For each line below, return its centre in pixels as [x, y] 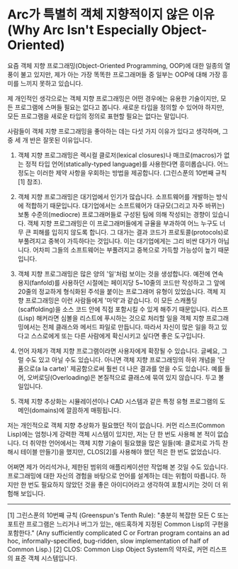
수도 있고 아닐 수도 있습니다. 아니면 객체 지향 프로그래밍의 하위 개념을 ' [122, 359]
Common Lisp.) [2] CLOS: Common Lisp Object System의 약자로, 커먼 [108, 549]
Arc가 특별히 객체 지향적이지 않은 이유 [111, 15]
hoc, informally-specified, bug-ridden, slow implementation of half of [108, 541]
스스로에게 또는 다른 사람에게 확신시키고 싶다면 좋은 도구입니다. [118, 336]
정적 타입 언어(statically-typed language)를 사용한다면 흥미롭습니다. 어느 [127, 164]
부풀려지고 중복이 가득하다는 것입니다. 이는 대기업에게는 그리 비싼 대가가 [117, 241]
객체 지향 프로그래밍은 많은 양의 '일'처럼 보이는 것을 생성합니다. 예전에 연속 [120, 274]
